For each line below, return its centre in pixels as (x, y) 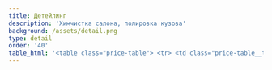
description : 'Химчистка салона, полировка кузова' (97, 23)
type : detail (30, 38)
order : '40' (28, 46)
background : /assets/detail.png (63, 31)
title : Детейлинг (38, 16)
